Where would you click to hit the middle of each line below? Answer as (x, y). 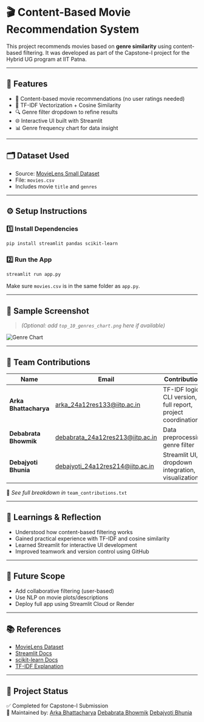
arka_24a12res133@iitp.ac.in (98, 404)
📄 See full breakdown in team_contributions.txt (67, 492)
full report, (178, 404)
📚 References (34, 629)
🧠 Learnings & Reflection (54, 517)
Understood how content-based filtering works (74, 532)
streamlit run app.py (34, 275)
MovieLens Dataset (39, 647)
